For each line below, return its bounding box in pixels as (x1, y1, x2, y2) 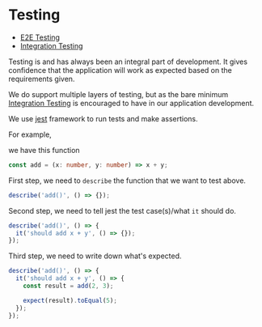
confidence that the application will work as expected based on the (8, 65, 232, 74)
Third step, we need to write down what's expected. (8, 251, 182, 261)
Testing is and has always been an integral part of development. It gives (8, 57, 248, 66)
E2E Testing (19, 32, 61, 42)
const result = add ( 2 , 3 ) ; (23, 282, 114, 291)
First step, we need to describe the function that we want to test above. (8, 176, 247, 185)
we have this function (8, 145, 80, 155)
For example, (8, 130, 53, 139)
